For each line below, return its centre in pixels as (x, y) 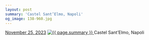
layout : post (19, 10)
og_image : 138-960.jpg (29, 19)
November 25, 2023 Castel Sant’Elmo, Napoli (75, 33)
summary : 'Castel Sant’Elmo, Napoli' (44, 14)
